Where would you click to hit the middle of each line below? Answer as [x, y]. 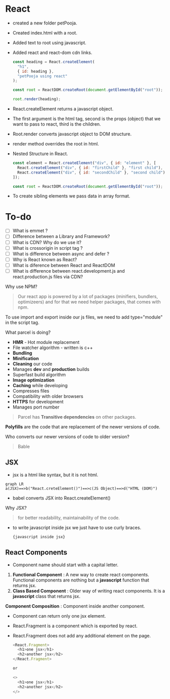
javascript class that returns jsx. [46, 596]
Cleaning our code [32, 364]
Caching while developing [40, 385]
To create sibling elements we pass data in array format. [71, 196]
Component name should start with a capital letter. [65, 565]
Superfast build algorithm [39, 374]
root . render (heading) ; [37, 99]
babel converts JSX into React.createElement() [61, 498]
